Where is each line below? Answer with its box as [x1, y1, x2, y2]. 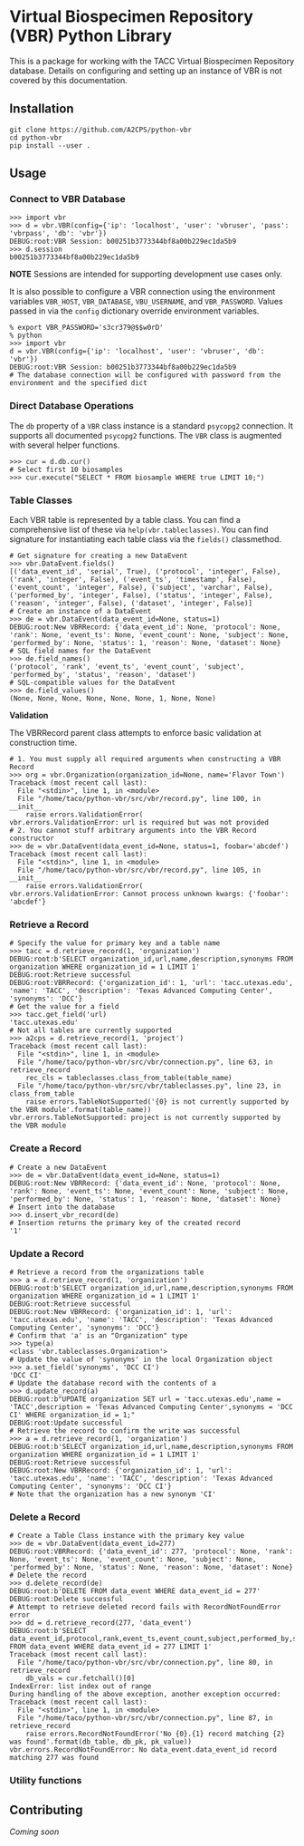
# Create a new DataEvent [9, 1163, 107, 1172]
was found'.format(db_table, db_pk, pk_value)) [9, 1737, 193, 1746]
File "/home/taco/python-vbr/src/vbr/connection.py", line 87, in [17, 1714, 273, 1723]
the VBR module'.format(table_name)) [9, 1106, 152, 1115]
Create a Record [9, 1142, 82, 1155]
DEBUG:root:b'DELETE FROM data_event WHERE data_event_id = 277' [9, 1587, 261, 1596]
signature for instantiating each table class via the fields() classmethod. [9, 534, 282, 545]
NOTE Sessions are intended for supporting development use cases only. [9, 269, 283, 280]
